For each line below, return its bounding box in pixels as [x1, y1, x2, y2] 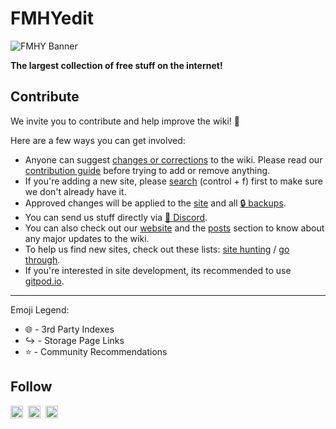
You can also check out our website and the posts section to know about [24, 222, 325, 234]
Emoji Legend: [10, 303, 70, 316]
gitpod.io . [24, 275, 65, 287]
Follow [10, 378, 53, 396]
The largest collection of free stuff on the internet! [10, 59, 223, 71]
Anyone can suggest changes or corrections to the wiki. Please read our [24, 153, 323, 166]
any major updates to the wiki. [24, 232, 150, 244]
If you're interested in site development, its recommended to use [24, 264, 292, 276]
